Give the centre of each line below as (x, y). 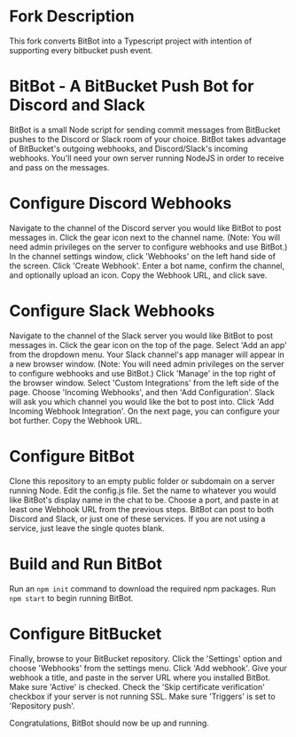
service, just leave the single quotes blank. (87, 528)
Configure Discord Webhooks (121, 204)
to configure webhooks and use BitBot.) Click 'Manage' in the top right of (143, 373)
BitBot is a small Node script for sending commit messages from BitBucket (145, 130)
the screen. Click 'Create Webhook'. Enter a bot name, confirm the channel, (147, 265)
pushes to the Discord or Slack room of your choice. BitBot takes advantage (148, 139)
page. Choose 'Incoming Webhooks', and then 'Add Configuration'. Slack (142, 392)
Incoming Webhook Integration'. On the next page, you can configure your (145, 411)
